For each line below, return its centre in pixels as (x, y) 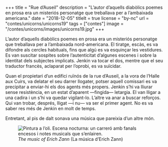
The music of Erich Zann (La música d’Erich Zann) (71, 139)
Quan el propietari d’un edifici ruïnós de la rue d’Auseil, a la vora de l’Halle (82, 76)
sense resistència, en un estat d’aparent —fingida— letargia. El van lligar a (83, 92)
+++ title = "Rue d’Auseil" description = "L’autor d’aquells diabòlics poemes (84, 7)
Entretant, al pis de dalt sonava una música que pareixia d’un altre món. (80, 118)
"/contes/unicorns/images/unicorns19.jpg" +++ (55, 29)
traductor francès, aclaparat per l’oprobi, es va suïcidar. (63, 66)
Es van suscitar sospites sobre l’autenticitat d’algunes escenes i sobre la (81, 55)
